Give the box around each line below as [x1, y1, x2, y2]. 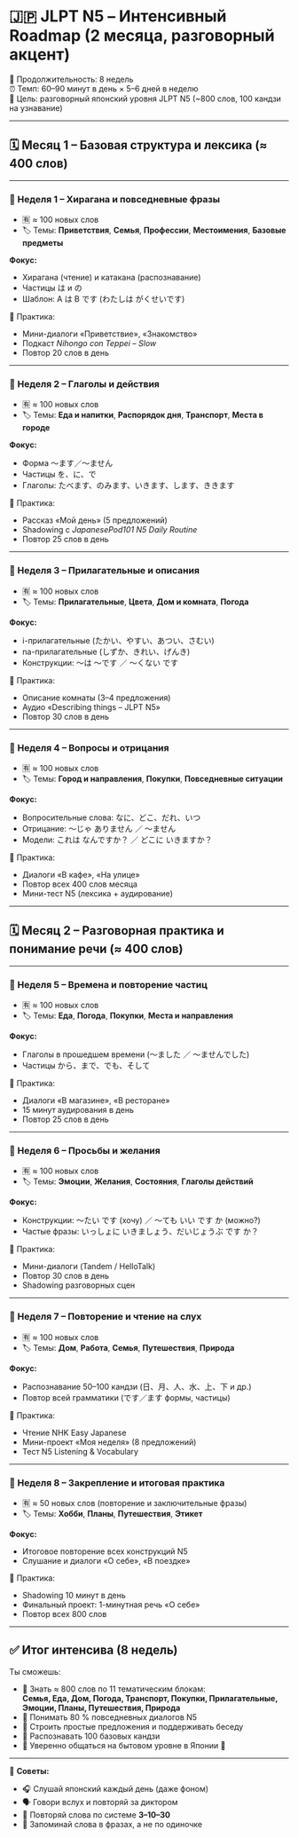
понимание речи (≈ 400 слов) [9, 942, 184, 957]
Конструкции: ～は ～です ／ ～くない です [21, 657, 179, 667]
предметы [21, 238, 64, 248]
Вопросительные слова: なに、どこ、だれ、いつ [21, 812, 201, 823]
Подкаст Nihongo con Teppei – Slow [21, 338, 157, 349]
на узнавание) [9, 102, 64, 113]
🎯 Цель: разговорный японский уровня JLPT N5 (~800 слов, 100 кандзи [9, 93, 282, 104]
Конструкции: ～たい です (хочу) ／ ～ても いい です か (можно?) [21, 1215, 262, 1226]
